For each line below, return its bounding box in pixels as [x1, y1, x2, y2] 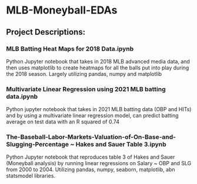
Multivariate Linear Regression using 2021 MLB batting [6, 85, 166, 93]
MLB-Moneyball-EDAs [6, 4, 118, 17]
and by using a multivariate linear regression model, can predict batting [6, 112, 179, 119]
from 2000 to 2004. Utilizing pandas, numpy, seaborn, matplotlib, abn [6, 166, 175, 173]
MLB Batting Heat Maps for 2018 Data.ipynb [6, 45, 134, 53]
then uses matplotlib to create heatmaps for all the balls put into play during [6, 64, 189, 71]
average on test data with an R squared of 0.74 [6, 118, 119, 125]
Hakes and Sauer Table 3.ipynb [75, 140, 166, 149]
